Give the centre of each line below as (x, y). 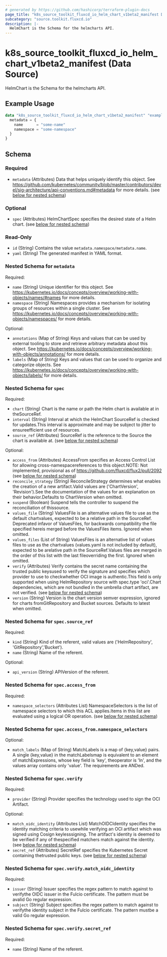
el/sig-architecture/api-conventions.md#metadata (64, 190)
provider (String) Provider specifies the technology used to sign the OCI (86, 799)
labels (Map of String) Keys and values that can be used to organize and (87, 359)
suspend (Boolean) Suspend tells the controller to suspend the (75, 502)
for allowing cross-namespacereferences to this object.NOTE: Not (80, 465)
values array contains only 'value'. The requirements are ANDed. (78, 765)
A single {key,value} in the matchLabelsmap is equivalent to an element (85, 755)
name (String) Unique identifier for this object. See (63, 287)
